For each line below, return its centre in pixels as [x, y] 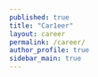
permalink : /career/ [48, 42]
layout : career [37, 34]
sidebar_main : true [45, 58]
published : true [39, 17]
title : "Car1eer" [41, 26]
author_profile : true [49, 50]
